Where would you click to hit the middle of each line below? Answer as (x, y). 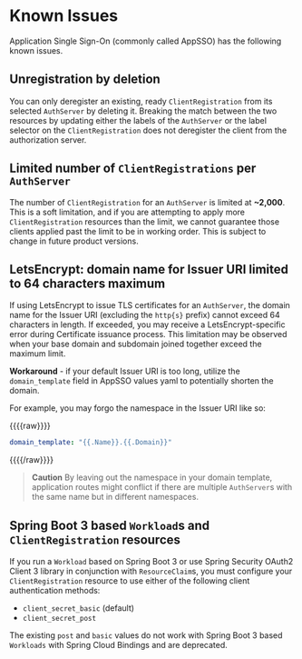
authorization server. (48, 140)
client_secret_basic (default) (78, 608)
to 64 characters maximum (88, 283)
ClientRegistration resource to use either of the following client (130, 581)
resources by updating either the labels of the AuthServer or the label (138, 120)
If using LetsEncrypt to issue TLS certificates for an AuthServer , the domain (150, 305)
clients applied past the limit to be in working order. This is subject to (138, 231)
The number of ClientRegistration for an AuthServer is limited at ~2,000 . (147, 202)
